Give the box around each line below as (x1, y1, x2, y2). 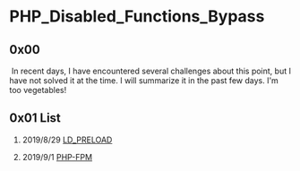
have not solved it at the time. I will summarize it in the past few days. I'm (9, 75, 279, 86)
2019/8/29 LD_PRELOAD (21, 134, 113, 145)
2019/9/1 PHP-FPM (21, 151, 92, 162)
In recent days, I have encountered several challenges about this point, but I (11, 65, 291, 76)
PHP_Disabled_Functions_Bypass (9, 6, 265, 27)
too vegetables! (9, 85, 67, 95)
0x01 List (9, 110, 61, 126)
